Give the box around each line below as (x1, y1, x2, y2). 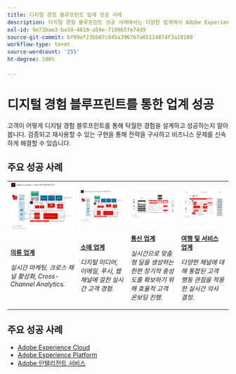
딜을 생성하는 (138, 258, 174, 266)
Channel (10, 280, 35, 288)
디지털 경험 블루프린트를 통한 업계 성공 (7, 96, 215, 112)
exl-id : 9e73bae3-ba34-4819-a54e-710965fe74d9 (7, 26, 146, 33)
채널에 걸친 (80, 276, 111, 284)
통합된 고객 (188, 267, 219, 276)
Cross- (37, 271, 60, 280)
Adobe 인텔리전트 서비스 (17, 359, 86, 367)
